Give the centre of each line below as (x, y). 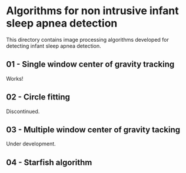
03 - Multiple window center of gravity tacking (93, 130)
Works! (15, 78)
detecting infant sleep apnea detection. (54, 46)
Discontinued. (23, 111)
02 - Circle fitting (38, 97)
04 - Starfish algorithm (49, 162)
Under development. (31, 144)
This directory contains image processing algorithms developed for (87, 39)
